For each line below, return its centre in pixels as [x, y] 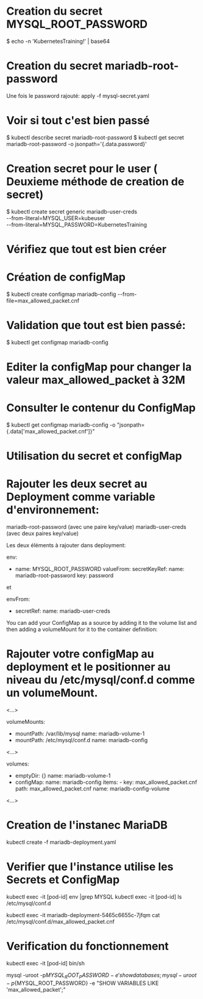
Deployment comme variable [81, 497]
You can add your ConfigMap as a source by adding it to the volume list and [101, 623]
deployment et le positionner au [88, 667]
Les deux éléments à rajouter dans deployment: [66, 545]
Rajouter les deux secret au [77, 484]
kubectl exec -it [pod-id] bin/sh [46, 963]
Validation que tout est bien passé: [96, 326]
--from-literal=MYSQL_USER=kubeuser [56, 218]
